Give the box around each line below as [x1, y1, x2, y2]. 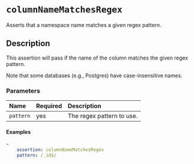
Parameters [6, 87, 40, 95]
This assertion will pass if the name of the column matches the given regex [6, 54, 189, 61]
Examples [6, 128, 31, 135]
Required [36, 102, 63, 110]
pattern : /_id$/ [17, 152, 57, 158]
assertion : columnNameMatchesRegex [17, 147, 104, 153]
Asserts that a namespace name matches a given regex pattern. [6, 21, 162, 28]
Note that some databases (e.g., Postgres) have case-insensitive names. [6, 72, 183, 79]
